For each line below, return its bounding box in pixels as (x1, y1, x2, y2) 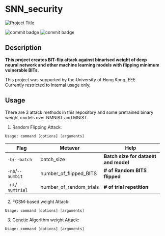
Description (5, 43, 42, 52)
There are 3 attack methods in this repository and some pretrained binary (5, 109, 154, 115)
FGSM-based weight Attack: (12, 199, 70, 204)
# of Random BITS (104, 167, 147, 173)
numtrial (7, 187, 28, 193)
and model (104, 159, 129, 166)
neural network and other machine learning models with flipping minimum (5, 62, 160, 67)
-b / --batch (7, 156, 32, 163)
